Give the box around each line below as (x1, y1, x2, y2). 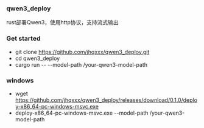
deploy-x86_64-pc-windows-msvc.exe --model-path (15, 109, 149, 116)
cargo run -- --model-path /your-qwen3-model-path (15, 61, 148, 68)
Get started (6, 35, 41, 43)
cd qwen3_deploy (15, 55, 60, 62)
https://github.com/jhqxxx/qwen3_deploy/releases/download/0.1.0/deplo (15, 96, 198, 104)
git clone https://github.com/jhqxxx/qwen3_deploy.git (15, 48, 150, 55)
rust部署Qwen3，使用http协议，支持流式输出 (6, 19, 119, 26)
